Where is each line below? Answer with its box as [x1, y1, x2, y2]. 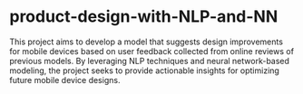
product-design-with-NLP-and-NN [9, 6, 279, 27]
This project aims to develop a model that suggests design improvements [9, 36, 284, 47]
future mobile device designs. [9, 74, 121, 85]
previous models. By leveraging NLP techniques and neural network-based [9, 55, 290, 66]
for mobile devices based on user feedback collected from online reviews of [9, 45, 295, 56]
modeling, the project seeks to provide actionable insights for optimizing [9, 65, 279, 76]
